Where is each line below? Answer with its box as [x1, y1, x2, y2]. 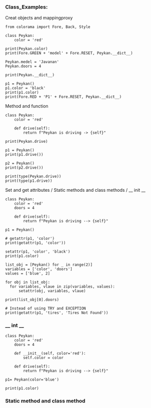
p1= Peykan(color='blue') [5, 377, 59, 382]
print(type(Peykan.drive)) [5, 174, 61, 179]
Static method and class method [5, 397, 86, 404]
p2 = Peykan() [5, 161, 35, 166]
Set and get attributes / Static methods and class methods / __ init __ [5, 187, 146, 193]
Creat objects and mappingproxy [5, 15, 73, 21]
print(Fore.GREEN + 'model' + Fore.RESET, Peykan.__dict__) [5, 51, 133, 56]
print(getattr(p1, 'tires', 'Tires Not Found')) [5, 311, 108, 316]
